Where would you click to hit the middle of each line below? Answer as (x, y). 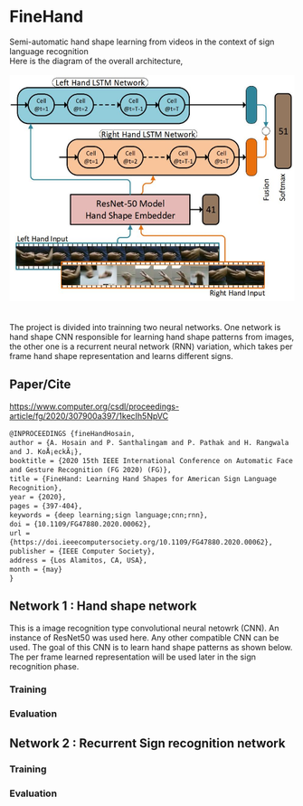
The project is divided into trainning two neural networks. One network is (145, 327)
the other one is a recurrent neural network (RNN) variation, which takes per (151, 346)
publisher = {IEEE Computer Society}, (82, 551)
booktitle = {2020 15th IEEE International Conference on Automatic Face (151, 460)
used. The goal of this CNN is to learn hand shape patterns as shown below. (151, 647)
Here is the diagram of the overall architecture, (96, 61)
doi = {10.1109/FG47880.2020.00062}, (80, 524)
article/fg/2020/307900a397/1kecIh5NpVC (89, 416)
